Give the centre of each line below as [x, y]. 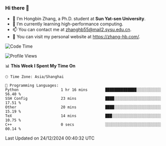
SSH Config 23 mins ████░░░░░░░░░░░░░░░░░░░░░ [83, 99]
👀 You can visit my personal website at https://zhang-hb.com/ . [76, 37]
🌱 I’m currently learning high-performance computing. [68, 24]
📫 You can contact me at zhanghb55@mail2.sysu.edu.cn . [72, 30]
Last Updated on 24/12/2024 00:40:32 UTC [50, 138]
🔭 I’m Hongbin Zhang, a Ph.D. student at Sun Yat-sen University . [79, 19]
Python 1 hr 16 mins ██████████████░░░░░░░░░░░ [83, 90]
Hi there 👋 [17, 8]
